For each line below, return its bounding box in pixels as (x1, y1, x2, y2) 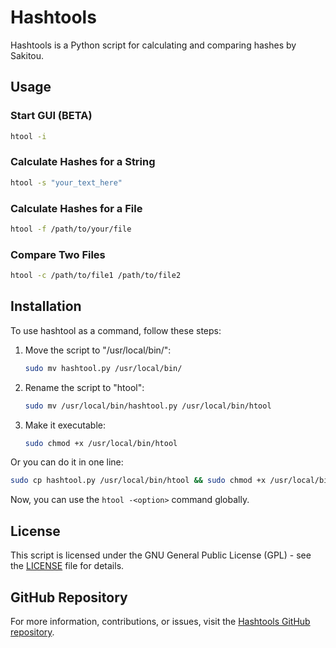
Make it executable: (24, 419, 106, 431)
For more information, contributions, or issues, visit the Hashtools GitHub (10, 615, 311, 627)
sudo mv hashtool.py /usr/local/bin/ (24, 363, 183, 373)
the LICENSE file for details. (10, 560, 125, 572)
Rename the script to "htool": (24, 381, 145, 393)
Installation (10, 298, 82, 315)
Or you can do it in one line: (10, 456, 124, 468)
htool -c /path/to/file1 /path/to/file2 (10, 271, 182, 281)
